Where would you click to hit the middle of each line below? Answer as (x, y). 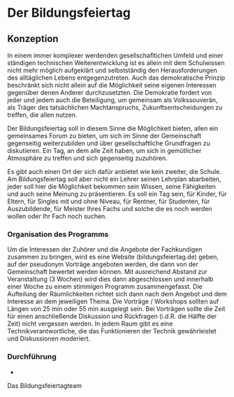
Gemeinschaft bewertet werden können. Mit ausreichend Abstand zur (108, 272)
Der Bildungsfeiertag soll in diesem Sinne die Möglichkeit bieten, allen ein (113, 128)
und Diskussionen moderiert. (49, 339)
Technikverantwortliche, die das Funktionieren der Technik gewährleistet (112, 331)
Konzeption (33, 39)
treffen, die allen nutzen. (42, 115)
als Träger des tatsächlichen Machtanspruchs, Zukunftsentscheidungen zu (115, 107)
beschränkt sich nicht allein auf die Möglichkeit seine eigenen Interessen (112, 85)
